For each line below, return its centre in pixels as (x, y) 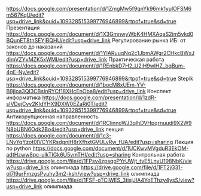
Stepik (185, 78)
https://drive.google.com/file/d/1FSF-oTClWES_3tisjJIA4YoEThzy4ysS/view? (100, 180)
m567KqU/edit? (25, 15)
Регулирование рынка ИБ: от (149, 40)
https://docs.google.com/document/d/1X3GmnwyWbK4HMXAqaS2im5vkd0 (100, 34)
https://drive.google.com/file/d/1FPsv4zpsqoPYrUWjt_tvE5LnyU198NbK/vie (99, 161)
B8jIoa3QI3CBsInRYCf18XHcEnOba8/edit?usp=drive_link (76, 91)
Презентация (23, 27)
